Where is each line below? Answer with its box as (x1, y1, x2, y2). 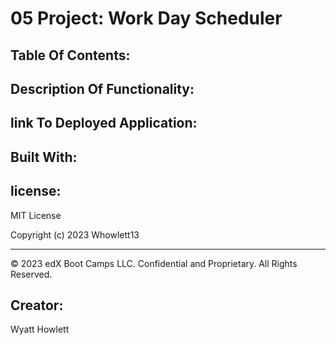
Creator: (10, 297, 64, 314)
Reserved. (10, 268, 53, 280)
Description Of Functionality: (10, 80, 195, 97)
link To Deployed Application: (10, 115, 198, 132)
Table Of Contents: (10, 47, 131, 64)
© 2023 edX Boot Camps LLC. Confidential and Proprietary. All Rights (10, 257, 298, 269)
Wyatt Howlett (10, 323, 70, 336)
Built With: (10, 148, 78, 166)
